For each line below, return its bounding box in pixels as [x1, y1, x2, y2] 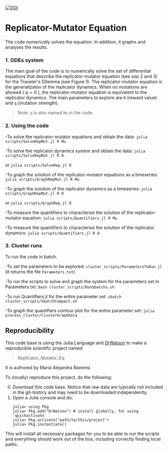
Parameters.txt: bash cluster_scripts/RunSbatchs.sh [5, 284, 115, 290]
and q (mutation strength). [5, 100, 59, 106]
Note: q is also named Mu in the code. [17, 110, 94, 116]
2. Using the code [5, 122, 49, 129]
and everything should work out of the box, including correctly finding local [5, 436, 161, 442]
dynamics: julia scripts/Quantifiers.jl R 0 [5, 230, 100, 236]
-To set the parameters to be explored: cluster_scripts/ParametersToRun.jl [5, 263, 162, 269]
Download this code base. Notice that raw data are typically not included [12, 384, 163, 390]
